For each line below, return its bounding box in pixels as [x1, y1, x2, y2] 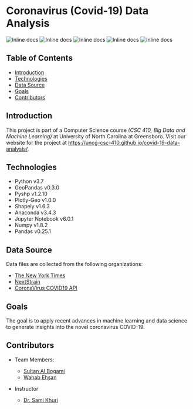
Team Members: [14, 356, 55, 363]
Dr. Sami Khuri [23, 396, 59, 404]
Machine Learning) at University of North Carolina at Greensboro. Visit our [6, 132, 186, 139]
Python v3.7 [14, 178, 44, 185]
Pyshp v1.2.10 [14, 190, 48, 198]
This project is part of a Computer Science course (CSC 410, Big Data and [6, 127, 186, 134]
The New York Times [14, 272, 66, 279]
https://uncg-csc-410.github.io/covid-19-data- [68, 139, 181, 146]
